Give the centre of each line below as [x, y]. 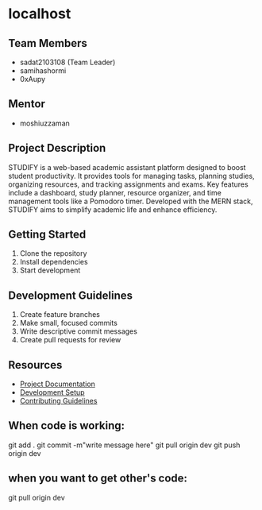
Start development [50, 270]
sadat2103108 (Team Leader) [67, 62]
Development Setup [52, 392]
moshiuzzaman [44, 123]
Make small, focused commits [68, 323]
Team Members [48, 43]
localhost [40, 14]
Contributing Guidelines [58, 401]
